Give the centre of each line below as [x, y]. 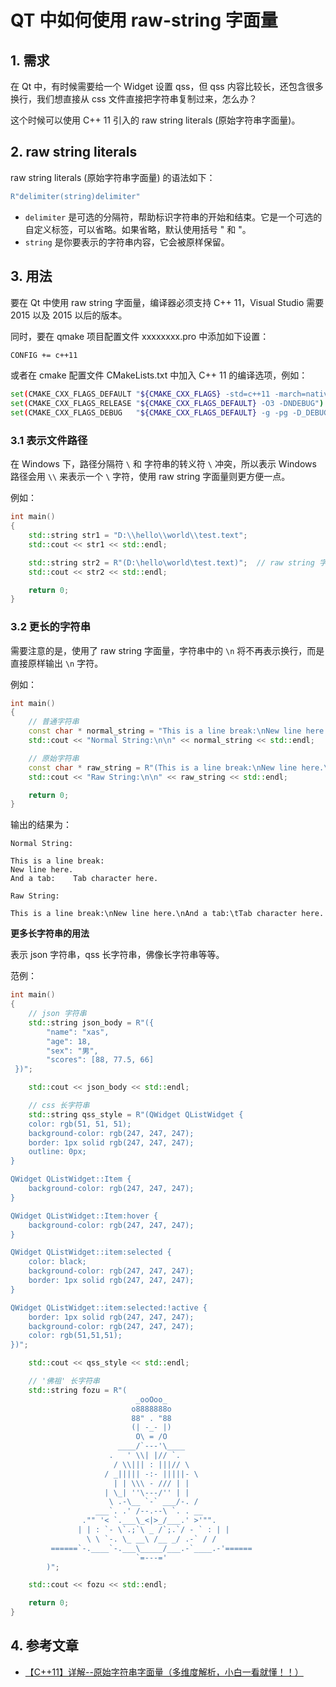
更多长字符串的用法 [50, 933]
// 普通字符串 [54, 722]
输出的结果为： [41, 825]
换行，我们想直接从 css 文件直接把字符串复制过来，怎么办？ [134, 99]
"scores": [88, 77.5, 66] [100, 1060]
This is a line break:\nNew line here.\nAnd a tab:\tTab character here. [167, 914]
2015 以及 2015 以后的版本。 [69, 315]
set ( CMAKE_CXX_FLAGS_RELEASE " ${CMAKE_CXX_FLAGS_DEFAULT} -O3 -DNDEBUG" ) [167, 404]
